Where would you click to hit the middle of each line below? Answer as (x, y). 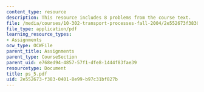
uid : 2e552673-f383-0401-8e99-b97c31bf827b (62, 79)
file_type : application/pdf (42, 29)
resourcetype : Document (36, 68)
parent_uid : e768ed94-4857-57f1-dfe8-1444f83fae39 (72, 62)
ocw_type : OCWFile (29, 46)
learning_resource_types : (39, 34)
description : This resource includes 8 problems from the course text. (99, 18)
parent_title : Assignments (40, 51)
